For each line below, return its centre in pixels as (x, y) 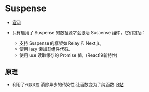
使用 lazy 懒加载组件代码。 (46, 49)
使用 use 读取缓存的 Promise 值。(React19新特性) (68, 55)
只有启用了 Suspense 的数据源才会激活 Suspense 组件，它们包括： (79, 32)
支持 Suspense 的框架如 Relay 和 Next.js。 (62, 43)
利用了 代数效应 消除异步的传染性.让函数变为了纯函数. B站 (68, 84)
